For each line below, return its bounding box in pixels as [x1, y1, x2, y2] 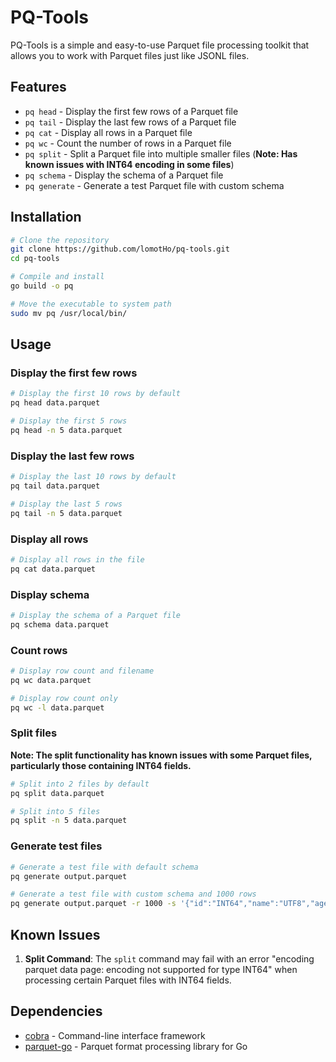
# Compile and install [10, 272, 105, 282]
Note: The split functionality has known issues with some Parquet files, [10, 749, 313, 761]
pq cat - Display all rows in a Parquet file [24, 126, 193, 138]
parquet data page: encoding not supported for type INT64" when [24, 963, 298, 975]
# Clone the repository [10, 235, 110, 245]
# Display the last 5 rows [10, 499, 123, 509]
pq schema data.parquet [10, 619, 110, 630]
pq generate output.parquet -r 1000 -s [10, 899, 177, 909]
